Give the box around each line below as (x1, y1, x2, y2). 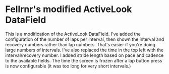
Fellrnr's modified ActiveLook (5, 4, 132, 15)
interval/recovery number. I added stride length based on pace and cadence (5, 52, 164, 58)
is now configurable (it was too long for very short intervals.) (5, 63, 131, 69)
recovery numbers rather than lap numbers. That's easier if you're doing (5, 41, 155, 47)
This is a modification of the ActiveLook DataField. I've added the (5, 31, 141, 37)
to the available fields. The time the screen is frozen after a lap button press (5, 57, 162, 63)
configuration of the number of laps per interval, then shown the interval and (5, 36, 164, 42)
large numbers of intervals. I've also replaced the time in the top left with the (5, 47, 164, 53)
